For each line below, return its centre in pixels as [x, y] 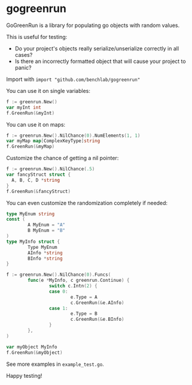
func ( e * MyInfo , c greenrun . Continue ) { [79, 281]
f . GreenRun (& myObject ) [34, 353]
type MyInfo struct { [33, 242]
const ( [16, 219]
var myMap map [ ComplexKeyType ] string [53, 141]
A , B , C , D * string [36, 180]
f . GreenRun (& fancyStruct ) [38, 191]
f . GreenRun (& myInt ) [31, 113]
